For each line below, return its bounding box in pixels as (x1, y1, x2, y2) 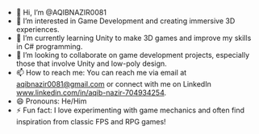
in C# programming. (15, 42, 83, 51)
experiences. (15, 25, 60, 34)
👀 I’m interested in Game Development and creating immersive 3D (15, 16, 236, 26)
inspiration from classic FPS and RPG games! (15, 117, 167, 126)
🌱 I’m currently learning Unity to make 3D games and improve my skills (15, 33, 252, 43)
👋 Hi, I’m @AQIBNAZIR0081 (15, 8, 107, 17)
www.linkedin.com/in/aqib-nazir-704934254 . (15, 88, 167, 97)
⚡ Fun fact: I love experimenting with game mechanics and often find (15, 105, 244, 115)
